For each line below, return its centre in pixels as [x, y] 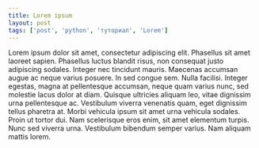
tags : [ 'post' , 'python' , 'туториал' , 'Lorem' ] [88, 30]
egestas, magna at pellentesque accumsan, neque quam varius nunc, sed [129, 86]
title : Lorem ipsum [40, 15]
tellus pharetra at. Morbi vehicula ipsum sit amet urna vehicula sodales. [124, 112]
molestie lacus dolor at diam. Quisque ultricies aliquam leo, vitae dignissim [129, 95]
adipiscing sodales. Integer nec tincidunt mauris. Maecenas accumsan [123, 70]
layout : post [30, 23]
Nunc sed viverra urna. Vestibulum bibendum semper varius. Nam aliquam [129, 128]
